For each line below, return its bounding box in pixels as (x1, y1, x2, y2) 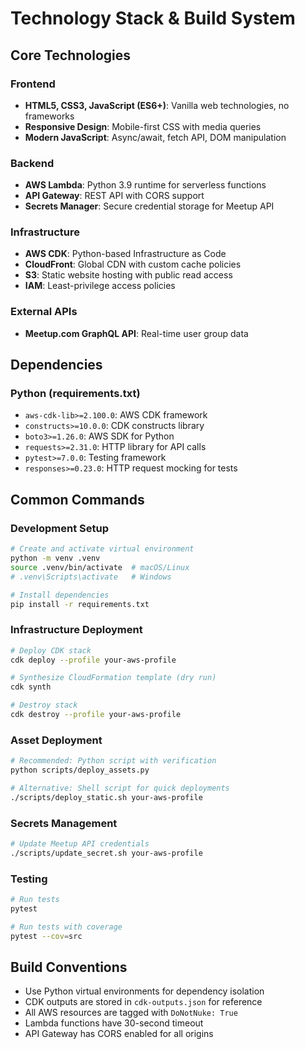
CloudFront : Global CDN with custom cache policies (24, 258, 242, 271)
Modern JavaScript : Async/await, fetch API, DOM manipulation (24, 131, 287, 143)
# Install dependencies (10, 590, 110, 600)
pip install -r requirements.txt (10, 599, 150, 609)
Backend (10, 156, 55, 170)
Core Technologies (10, 47, 132, 64)
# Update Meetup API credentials (10, 839, 150, 849)
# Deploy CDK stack (10, 645, 92, 656)
